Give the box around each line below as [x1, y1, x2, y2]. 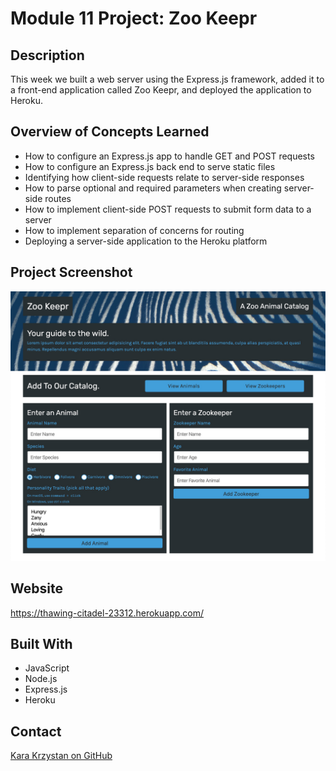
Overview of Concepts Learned [10, 123, 210, 141]
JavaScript [24, 662, 70, 674]
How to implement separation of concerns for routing [24, 224, 245, 236]
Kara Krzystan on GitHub [10, 750, 113, 762]
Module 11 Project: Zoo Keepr [10, 7, 258, 30]
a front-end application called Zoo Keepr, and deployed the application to [10, 84, 312, 96]
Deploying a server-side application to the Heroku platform [24, 235, 268, 247]
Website [10, 580, 63, 597]
